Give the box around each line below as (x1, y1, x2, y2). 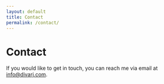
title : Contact (6, 14, 44, 20)
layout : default (6, 8, 46, 15)
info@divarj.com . (6, 71, 48, 78)
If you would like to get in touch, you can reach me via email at (6, 64, 158, 72)
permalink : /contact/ (6, 20, 60, 25)
